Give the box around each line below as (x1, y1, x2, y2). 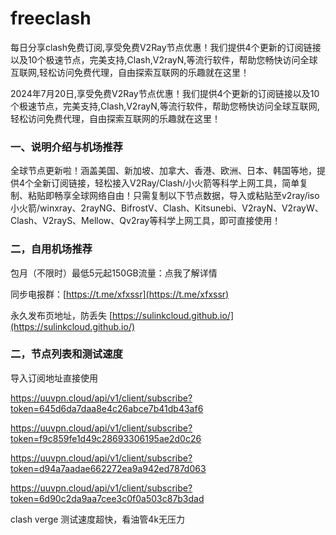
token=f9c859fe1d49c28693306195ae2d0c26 (10, 432, 202, 444)
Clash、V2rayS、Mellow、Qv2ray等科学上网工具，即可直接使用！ (10, 215, 282, 227)
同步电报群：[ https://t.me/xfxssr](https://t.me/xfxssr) (10, 288, 230, 300)
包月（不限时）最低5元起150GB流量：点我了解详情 (10, 267, 218, 279)
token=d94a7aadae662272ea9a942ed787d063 (10, 462, 207, 474)
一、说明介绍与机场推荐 (10, 140, 123, 154)
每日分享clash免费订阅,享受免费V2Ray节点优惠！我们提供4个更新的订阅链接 (10, 41, 322, 53)
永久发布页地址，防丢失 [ (10, 309, 113, 321)
